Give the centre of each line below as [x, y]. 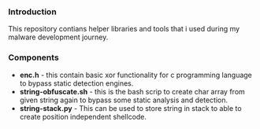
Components [33, 57]
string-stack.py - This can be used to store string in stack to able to [130, 108]
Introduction [32, 12]
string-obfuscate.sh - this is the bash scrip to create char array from [132, 91]
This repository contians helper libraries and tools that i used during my [124, 29]
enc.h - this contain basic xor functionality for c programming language [136, 75]
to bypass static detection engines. [76, 83]
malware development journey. [58, 37]
